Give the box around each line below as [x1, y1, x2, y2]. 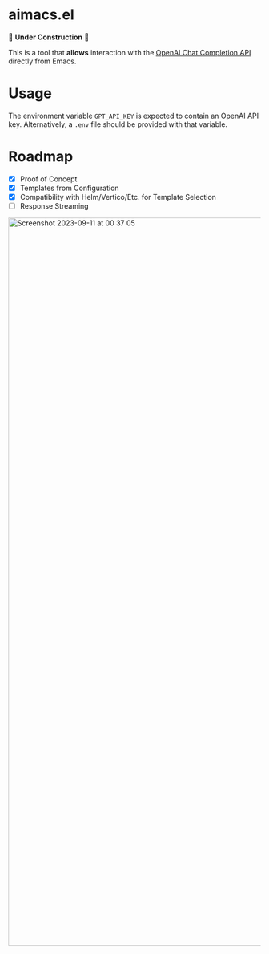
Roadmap [8, 148, 74, 166]
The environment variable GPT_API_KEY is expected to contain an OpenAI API [8, 111, 259, 120]
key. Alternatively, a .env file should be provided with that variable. [8, 119, 228, 129]
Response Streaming [19, 201, 90, 210]
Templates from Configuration [19, 183, 119, 193]
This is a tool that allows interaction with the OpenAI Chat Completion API [8, 47, 251, 57]
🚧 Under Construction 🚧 [8, 32, 90, 42]
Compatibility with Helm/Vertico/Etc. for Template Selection [19, 192, 216, 201]
